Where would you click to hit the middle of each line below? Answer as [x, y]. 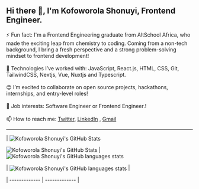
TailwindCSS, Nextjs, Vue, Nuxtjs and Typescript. [66, 74]
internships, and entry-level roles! [47, 93]
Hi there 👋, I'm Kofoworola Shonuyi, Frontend [91, 11]
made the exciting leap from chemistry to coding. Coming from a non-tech [97, 43]
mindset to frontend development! [48, 56]
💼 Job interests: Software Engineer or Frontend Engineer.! [76, 106]
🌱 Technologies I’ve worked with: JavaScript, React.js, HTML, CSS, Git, [93, 68]
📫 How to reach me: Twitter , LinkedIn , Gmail [61, 119]
